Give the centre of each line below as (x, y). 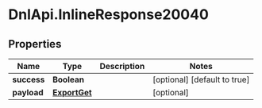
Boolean (69, 79)
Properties (35, 44)
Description (122, 66)
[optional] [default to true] (201, 79)
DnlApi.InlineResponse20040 (108, 15)
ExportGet (73, 93)
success (29, 79)
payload (28, 93)
